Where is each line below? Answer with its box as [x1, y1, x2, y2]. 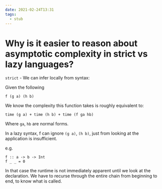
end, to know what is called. [5, 178, 62, 184]
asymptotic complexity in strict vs [5, 48, 148, 59]
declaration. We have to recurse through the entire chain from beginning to [5, 173, 158, 179]
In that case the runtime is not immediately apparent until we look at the [5, 168, 151, 174]
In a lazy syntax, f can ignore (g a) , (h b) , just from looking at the [5, 130, 139, 136]
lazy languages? [5, 59, 74, 70]
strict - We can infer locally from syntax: [5, 75, 90, 81]
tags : [5, 12, 16, 17]
